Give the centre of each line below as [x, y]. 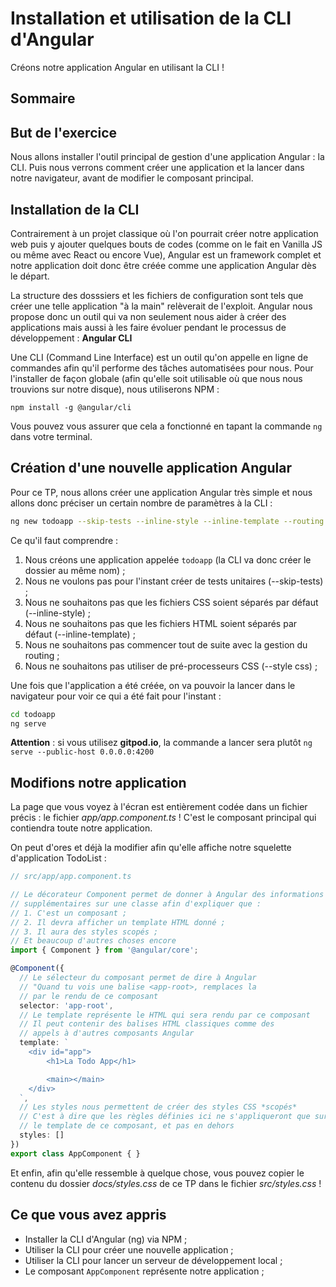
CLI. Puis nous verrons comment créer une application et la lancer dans [157, 168]
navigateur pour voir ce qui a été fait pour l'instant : [116, 696]
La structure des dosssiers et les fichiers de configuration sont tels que [157, 295]
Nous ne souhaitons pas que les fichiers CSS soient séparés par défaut [171, 602]
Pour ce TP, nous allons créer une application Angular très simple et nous [161, 492]
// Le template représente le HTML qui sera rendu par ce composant [165, 1015]
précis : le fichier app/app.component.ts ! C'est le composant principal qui [163, 818]
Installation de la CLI [75, 209]
